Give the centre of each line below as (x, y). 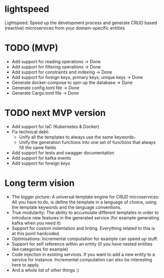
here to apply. (26, 265)
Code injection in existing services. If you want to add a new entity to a (83, 254)
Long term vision (40, 183)
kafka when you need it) (36, 223)
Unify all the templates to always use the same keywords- (77, 137)
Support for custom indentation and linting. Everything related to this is (83, 228)
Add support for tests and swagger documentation (63, 153)
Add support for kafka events (41, 158)
